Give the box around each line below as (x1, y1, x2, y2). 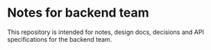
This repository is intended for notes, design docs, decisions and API (7, 28, 205, 36)
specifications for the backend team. (7, 35, 112, 43)
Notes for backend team (7, 5, 149, 21)
